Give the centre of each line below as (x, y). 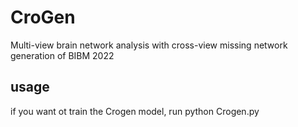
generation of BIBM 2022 (62, 55)
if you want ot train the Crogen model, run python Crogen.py (135, 111)
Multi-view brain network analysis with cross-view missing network (149, 45)
